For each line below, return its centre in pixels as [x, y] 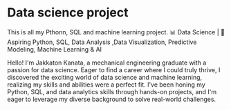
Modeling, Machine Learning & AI [55, 49]
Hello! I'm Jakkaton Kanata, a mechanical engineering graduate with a [107, 63]
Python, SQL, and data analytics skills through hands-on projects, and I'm [112, 91]
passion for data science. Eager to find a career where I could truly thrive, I [114, 69]
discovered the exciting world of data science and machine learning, [105, 77]
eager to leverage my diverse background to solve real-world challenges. [112, 99]
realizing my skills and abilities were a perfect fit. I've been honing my [106, 85]
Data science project [68, 13]
